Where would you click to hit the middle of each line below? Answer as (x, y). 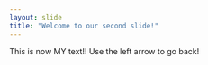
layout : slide (36, 17)
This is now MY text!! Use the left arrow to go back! (104, 51)
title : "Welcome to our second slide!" (84, 26)
